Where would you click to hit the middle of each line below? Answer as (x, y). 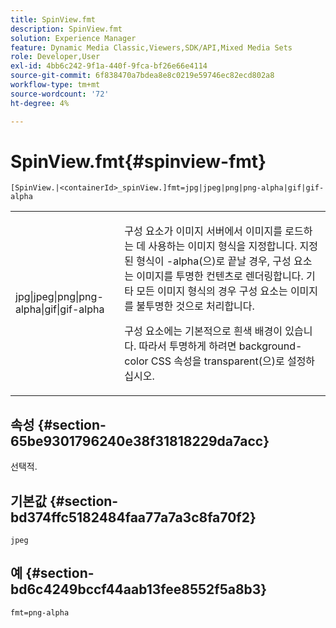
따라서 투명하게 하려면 (187, 346)
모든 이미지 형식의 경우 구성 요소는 (212, 291)
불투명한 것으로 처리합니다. (195, 306)
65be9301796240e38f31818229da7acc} (140, 441)
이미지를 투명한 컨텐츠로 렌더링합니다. (220, 276)
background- (270, 346)
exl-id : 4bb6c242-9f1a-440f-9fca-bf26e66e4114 (109, 66)
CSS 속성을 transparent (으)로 (217, 361)
